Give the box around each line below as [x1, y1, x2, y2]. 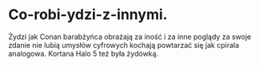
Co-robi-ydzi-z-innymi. [8, 6, 168, 24]
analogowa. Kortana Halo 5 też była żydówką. [8, 49, 158, 58]
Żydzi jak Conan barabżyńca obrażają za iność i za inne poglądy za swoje [8, 32, 252, 41]
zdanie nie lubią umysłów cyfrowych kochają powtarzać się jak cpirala [8, 40, 240, 49]
